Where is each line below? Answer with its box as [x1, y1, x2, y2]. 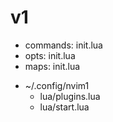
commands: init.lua [24, 39, 103, 51]
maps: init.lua [24, 60, 81, 72]
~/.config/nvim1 [24, 79, 90, 91]
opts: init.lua [24, 49, 76, 61]
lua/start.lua [39, 101, 90, 113]
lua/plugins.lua [39, 90, 101, 102]
